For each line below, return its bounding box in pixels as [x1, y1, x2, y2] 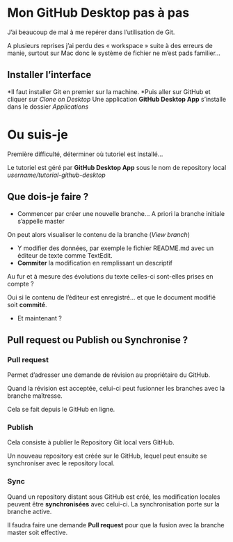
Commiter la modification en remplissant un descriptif [17, 258, 172, 267]
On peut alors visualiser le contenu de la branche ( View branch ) [7, 230, 190, 238]
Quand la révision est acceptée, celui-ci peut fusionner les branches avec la [7, 385, 225, 393]
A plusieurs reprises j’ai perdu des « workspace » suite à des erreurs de [7, 41, 214, 49]
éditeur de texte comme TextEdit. [17, 251, 113, 259]
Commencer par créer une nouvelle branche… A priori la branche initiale [17, 209, 225, 217]
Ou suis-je [7, 127, 68, 142]
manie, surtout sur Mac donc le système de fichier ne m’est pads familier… [7, 49, 221, 57]
